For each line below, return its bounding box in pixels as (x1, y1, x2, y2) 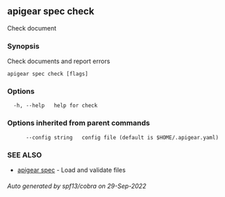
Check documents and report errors (7, 57, 110, 65)
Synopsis (7, 41, 40, 51)
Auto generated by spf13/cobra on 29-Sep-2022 (7, 182, 147, 190)
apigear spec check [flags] (7, 71, 89, 78)
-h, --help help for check (13, 102, 98, 110)
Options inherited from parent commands (7, 118, 151, 128)
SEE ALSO (7, 150, 42, 160)
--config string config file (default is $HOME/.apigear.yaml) (25, 134, 219, 141)
